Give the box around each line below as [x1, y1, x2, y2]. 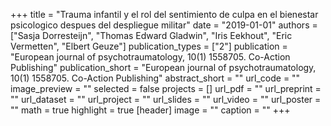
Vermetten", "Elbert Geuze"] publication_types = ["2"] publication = [10, 40, 288, 52]
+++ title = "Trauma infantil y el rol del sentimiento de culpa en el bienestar [10, 9, 319, 20]
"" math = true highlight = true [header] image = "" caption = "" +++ [10, 104, 291, 116]
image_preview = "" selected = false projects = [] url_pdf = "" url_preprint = [10, 83, 322, 94]
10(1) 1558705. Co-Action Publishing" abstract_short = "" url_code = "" [10, 72, 301, 84]
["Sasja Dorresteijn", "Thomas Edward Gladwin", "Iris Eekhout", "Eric [10, 30, 293, 41]
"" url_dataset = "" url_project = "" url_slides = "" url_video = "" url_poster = [10, 94, 322, 105]
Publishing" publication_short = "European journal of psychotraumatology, [10, 62, 317, 73]
